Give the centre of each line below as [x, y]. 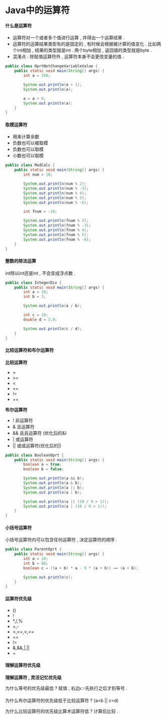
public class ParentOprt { [33, 549]
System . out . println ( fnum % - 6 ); [57, 239]
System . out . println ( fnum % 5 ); [56, 235]
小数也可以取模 [28, 156]
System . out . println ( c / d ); [53, 328]
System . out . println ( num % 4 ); [55, 193]
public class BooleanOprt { [35, 455]
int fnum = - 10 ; [40, 212]
